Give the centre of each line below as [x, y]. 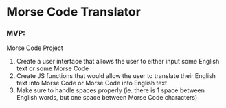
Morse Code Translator [74, 12]
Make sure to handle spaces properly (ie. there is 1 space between [111, 90]
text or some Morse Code [53, 68]
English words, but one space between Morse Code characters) [107, 98]
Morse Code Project [35, 48]
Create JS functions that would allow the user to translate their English [116, 76]
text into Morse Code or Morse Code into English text [92, 83]
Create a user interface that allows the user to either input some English [118, 62]
